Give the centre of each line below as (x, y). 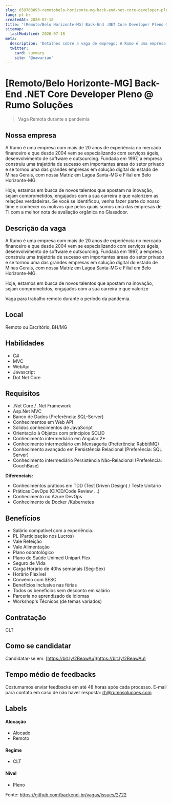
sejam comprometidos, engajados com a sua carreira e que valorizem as (82, 196)
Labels (16, 709)
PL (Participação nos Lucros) (43, 536)
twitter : (19, 48)
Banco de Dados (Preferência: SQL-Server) (58, 417)
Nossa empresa (31, 135)
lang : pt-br (18, 15)
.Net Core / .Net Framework (42, 406)
